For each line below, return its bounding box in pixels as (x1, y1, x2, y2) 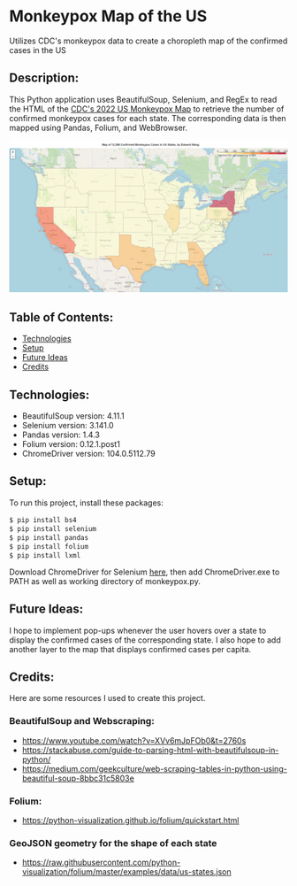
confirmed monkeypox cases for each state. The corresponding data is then (9, 112, 286, 123)
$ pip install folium (9, 542, 89, 551)
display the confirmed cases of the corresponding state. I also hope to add (9, 635, 281, 645)
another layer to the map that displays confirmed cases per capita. (9, 643, 252, 654)
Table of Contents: (9, 310, 114, 325)
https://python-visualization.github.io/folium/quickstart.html (21, 815, 240, 826)
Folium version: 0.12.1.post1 (21, 439, 121, 449)
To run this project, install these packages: (9, 497, 164, 508)
